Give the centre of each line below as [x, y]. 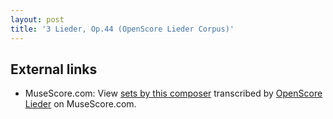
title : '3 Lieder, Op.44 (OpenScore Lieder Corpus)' [122, 29]
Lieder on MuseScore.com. [80, 104]
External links [54, 69]
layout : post [37, 19]
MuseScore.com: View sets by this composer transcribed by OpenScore [173, 93]
